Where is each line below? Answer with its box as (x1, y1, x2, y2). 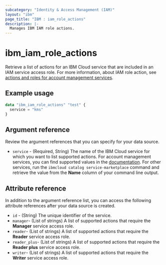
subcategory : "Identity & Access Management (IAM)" (5, 7, 115, 12)
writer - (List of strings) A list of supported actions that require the (12, 249, 149, 255)
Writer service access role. (12, 255, 69, 261)
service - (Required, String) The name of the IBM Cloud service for (12, 148, 151, 154)
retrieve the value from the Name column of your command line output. (12, 169, 159, 175)
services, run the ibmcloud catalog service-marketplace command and (12, 164, 160, 170)
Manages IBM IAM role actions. (9, 26, 75, 31)
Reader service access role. (12, 233, 71, 240)
